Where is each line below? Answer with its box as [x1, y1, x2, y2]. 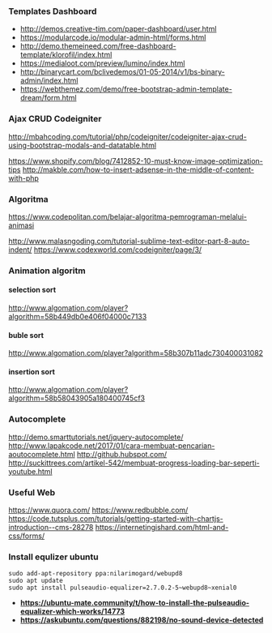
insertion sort [8, 366, 55, 376]
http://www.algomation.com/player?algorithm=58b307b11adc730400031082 [8, 349, 264, 358]
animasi [8, 220, 35, 230]
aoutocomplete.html [8, 449, 75, 459]
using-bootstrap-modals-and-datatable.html [8, 140, 156, 150]
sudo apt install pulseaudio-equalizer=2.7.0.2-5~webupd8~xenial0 [8, 584, 237, 592]
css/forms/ [8, 531, 45, 541]
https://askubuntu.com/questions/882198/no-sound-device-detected [19, 615, 264, 625]
